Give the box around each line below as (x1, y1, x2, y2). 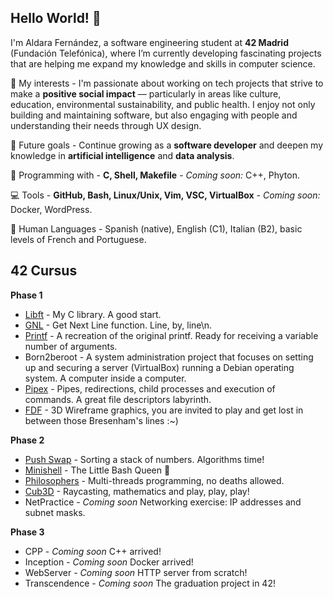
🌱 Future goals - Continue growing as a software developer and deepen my (10, 139, 324, 151)
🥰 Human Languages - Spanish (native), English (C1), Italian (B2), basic (10, 222, 303, 235)
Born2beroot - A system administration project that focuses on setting (24, 351, 314, 363)
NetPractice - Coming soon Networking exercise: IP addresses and (24, 496, 302, 508)
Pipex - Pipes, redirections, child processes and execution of (24, 382, 276, 395)
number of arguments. (24, 340, 118, 352)
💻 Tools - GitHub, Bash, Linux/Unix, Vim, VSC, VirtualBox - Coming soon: (10, 189, 321, 201)
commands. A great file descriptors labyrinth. (24, 393, 212, 405)
